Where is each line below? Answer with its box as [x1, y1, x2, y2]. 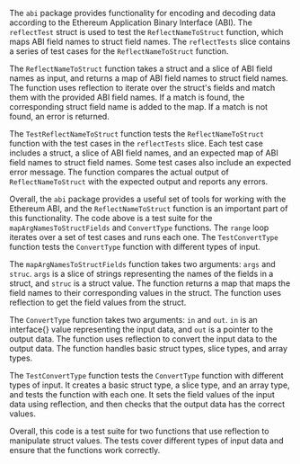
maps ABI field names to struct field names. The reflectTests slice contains [9, 36, 291, 47]
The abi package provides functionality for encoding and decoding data [9, 8, 276, 18]
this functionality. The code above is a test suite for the [9, 213, 213, 223]
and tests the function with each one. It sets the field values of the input [9, 389, 276, 399]
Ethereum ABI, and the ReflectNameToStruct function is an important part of [9, 203, 288, 214]
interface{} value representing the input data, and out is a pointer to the [9, 324, 274, 335]
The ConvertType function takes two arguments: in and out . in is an [9, 315, 258, 325]
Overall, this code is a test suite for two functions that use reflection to [9, 426, 269, 436]
